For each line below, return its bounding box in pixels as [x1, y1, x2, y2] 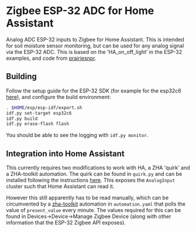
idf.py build [6, 115, 38, 121]
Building [6, 71, 37, 81]
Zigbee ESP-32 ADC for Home [6, 4, 154, 18]
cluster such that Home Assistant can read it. [6, 183, 115, 190]
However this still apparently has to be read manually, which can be [6, 195, 169, 202]
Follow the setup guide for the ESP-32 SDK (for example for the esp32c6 [6, 87, 181, 94]
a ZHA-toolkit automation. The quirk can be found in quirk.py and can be [6, 170, 183, 178]
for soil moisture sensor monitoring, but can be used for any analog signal [6, 42, 184, 49]
